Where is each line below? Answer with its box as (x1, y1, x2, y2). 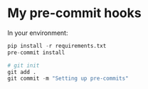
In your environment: (7, 28, 68, 37)
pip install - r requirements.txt (7, 42, 107, 49)
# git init (7, 62, 40, 69)
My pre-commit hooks (7, 5, 142, 21)
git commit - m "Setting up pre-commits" (7, 75, 129, 83)
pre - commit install (7, 48, 65, 56)
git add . (7, 68, 37, 75)
